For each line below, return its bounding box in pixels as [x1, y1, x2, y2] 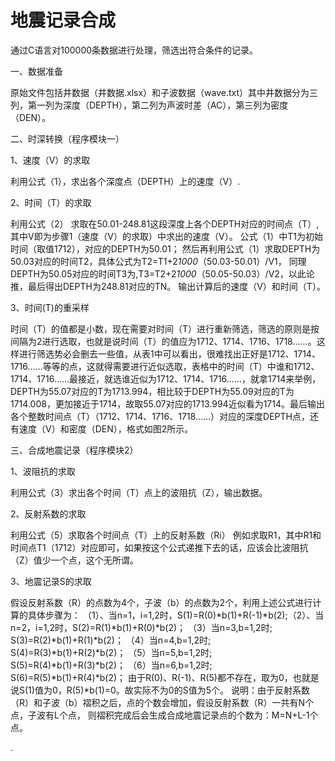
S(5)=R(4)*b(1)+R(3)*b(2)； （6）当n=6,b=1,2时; [10, 659, 213, 671]
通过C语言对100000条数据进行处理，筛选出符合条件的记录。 [10, 44, 259, 56]
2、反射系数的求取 [10, 507, 87, 520]
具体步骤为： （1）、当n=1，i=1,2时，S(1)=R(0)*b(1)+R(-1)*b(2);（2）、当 [27, 609, 325, 621]
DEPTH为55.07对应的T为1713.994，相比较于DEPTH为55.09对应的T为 [10, 385, 295, 397]
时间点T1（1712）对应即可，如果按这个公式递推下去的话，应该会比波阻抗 [10, 541, 309, 553]
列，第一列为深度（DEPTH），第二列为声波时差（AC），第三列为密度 [10, 99, 289, 111]
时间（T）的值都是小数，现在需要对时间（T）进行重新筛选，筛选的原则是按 [10, 322, 320, 335]
